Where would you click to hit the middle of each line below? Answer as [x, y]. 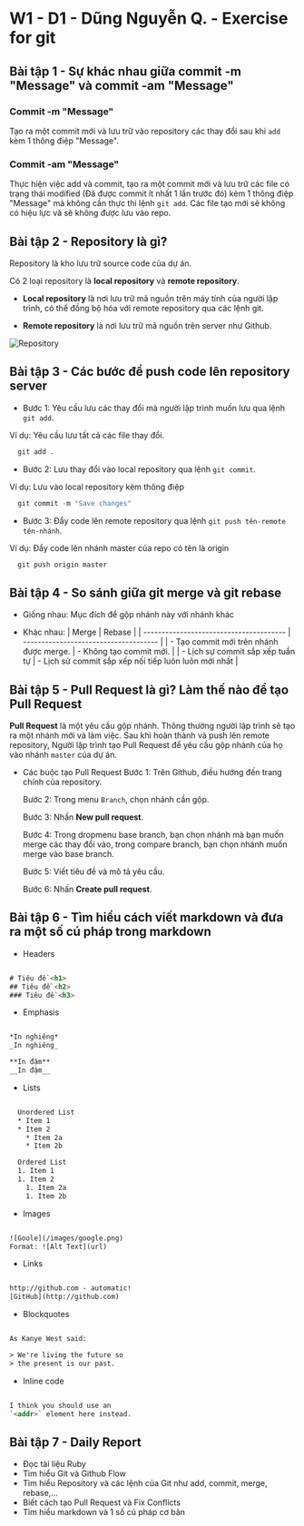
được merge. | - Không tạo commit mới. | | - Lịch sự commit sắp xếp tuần [159, 652]
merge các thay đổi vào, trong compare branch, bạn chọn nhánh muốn [155, 844]
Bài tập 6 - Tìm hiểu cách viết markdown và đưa [147, 917]
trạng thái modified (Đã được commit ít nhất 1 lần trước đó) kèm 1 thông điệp [152, 193]
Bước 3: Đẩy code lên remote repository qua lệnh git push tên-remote [154, 520]
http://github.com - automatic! [70, 1288]
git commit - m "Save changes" [74, 503]
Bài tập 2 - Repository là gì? [88, 241]
